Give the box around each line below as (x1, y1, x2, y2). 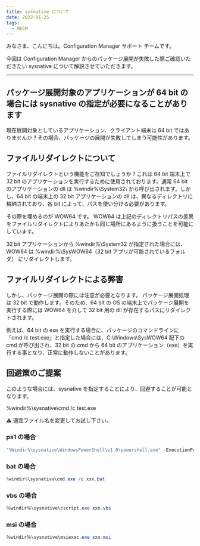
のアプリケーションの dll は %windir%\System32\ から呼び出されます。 (6, 185, 180, 192)
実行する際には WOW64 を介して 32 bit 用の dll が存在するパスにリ (6, 306, 171, 313)
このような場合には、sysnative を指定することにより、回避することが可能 (6, 385, 187, 392)
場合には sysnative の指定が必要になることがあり (6, 98, 188, 109)
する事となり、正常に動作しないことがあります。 (11, 348, 131, 356)
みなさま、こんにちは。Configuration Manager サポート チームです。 (6, 42, 175, 50)
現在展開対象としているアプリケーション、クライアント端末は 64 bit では (6, 127, 185, 134)
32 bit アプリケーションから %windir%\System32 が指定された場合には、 (6, 240, 186, 248)
